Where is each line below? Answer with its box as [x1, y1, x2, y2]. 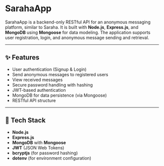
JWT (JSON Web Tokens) [12, 145, 64, 150]
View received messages [12, 77, 63, 83]
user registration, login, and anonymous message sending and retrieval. [5, 35, 149, 41]
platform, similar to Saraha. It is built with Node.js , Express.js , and [5, 24, 139, 30]
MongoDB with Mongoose [12, 140, 66, 145]
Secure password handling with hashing [12, 82, 93, 88]
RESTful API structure [12, 97, 56, 103]
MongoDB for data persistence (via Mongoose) [12, 92, 107, 98]
